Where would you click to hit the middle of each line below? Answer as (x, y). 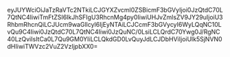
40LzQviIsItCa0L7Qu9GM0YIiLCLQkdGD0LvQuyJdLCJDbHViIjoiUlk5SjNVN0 (115, 39)
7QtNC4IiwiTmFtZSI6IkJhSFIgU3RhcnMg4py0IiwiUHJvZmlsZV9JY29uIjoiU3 (115, 17)
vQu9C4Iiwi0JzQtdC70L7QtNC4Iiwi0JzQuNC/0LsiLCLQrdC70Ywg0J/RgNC (114, 32)
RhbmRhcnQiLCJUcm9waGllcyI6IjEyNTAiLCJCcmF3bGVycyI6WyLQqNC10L (114, 24)
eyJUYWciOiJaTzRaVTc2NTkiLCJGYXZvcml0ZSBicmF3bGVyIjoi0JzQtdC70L (115, 10)
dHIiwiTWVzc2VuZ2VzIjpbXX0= (53, 46)
